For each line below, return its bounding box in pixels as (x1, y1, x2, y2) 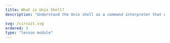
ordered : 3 (5, 25, 28, 30)
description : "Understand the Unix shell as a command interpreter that (5, 12, 162, 17)
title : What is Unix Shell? (5, 7, 65, 12)
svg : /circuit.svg (5, 21, 44, 26)
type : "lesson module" (5, 30, 53, 35)
